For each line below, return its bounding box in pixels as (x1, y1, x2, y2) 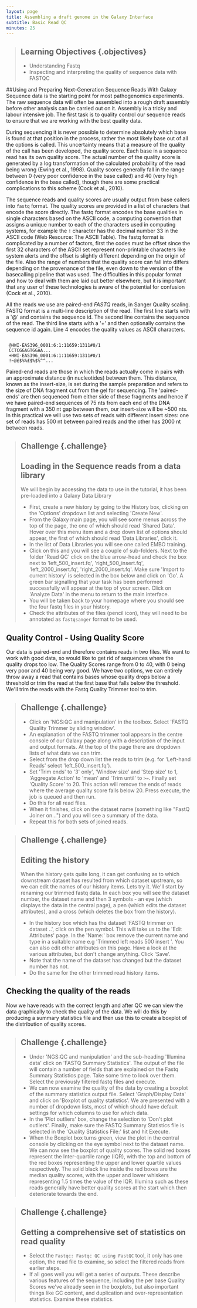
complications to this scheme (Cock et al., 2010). (6, 185, 124, 192)
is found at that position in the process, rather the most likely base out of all (6, 135, 189, 142)
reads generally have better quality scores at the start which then (29, 1184, 187, 1191)
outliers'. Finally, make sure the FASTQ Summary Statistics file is (29, 1121, 185, 1128)
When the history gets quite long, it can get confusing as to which (20, 871, 180, 878)
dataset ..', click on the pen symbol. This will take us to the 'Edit (29, 925, 182, 933)
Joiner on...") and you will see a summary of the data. (29, 812, 158, 819)
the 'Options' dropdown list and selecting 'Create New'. (29, 510, 163, 517)
